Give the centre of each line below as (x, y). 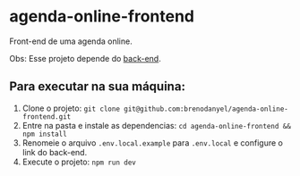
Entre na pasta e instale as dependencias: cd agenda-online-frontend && (156, 125)
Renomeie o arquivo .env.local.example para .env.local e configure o (153, 142)
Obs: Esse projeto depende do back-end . (85, 58)
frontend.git (47, 117)
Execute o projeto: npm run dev (79, 162)
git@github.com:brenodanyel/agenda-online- (206, 109)
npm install (44, 134)
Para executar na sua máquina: (98, 87)
